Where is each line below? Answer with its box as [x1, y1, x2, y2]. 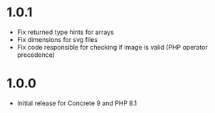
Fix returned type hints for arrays [16, 28, 115, 36]
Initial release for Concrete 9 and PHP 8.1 [16, 99, 137, 107]
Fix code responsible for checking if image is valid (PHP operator [16, 43, 208, 51]
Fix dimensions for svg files [16, 35, 98, 43]
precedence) [16, 50, 55, 59]
